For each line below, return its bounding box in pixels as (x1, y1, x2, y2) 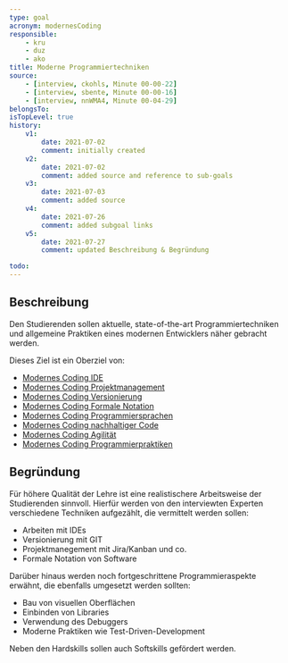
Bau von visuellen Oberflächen (21, 597, 136, 608)
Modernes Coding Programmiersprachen (21, 410, 174, 421)
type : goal (9, 13, 50, 22)
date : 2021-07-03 (41, 188, 105, 197)
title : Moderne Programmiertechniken (9, 63, 150, 72)
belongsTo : (9, 105, 50, 113)
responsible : (9, 29, 58, 38)
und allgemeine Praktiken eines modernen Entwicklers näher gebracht (9, 328, 267, 339)
